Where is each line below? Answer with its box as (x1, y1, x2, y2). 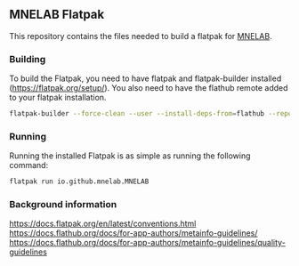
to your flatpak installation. (9, 93, 107, 103)
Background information (9, 198, 117, 211)
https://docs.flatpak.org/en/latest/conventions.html (9, 218, 197, 230)
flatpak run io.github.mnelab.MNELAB (9, 177, 149, 186)
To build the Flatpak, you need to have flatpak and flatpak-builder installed (9, 73, 282, 84)
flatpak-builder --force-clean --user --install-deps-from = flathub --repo (9, 109, 293, 118)
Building (9, 52, 46, 65)
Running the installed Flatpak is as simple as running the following (9, 150, 251, 161)
